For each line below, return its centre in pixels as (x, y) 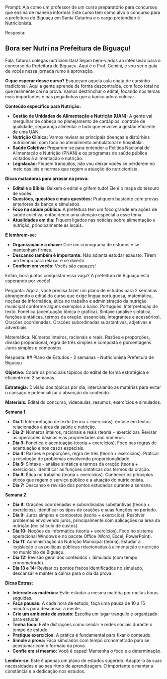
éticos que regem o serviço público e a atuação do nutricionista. (78, 480)
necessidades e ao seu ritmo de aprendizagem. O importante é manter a (79, 666)
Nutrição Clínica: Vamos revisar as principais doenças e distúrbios (81, 137)
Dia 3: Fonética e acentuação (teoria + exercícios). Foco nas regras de (84, 443)
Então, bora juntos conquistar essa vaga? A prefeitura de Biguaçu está (77, 275)
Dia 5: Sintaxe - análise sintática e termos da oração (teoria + (75, 464)
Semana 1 (15, 412)
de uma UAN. (26, 132)
